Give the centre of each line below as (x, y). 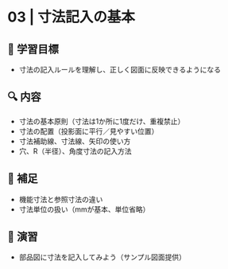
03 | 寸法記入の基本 (71, 17)
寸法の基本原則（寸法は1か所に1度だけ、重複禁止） (102, 121)
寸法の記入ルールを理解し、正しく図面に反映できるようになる (120, 70)
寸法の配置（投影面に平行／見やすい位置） (89, 131)
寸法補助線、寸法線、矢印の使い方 (75, 141)
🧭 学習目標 (33, 49)
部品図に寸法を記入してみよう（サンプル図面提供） (102, 257)
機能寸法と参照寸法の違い (61, 199)
